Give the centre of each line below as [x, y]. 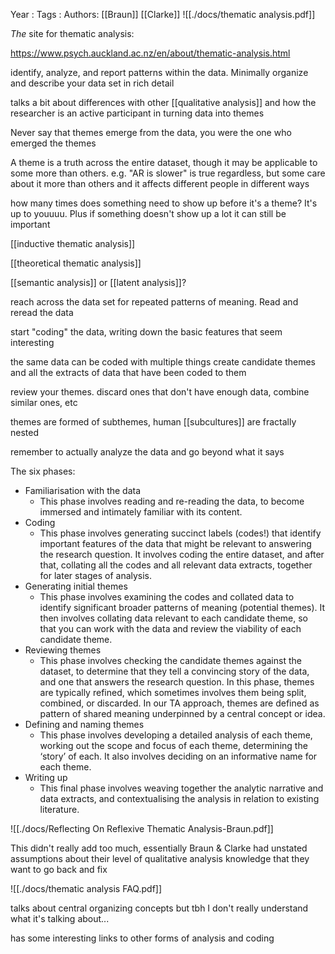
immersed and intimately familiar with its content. [141, 512]
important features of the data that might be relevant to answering [175, 543]
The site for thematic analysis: [72, 33]
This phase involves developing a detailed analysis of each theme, [176, 735]
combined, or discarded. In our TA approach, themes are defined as [179, 703]
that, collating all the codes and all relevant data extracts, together [176, 565]
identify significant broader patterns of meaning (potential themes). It [182, 607]
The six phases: [43, 471]
